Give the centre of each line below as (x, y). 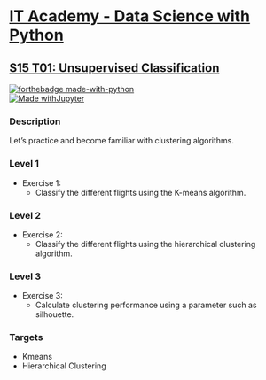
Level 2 (25, 215)
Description (35, 121)
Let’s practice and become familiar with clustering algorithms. (122, 141)
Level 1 (24, 164)
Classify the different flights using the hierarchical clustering (145, 244)
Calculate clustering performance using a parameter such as (146, 305)
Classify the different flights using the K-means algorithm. (141, 192)
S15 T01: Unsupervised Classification (114, 68)
